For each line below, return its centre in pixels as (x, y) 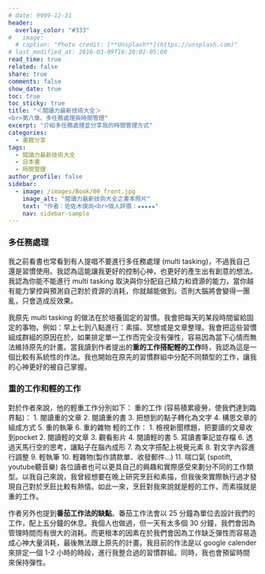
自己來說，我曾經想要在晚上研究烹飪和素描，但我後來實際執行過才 (142, 476)
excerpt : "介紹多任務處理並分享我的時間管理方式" (80, 125)
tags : (17, 147)
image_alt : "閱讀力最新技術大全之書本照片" (87, 199)
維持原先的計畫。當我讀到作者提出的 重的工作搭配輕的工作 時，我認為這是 (132, 347)
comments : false (35, 81)
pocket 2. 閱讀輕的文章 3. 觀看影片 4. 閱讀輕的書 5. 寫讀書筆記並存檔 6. (129, 437)
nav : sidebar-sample (56, 214)
